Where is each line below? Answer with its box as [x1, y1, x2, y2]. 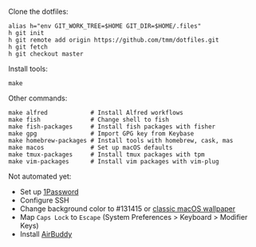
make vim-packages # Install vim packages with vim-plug [8, 158, 219, 166]
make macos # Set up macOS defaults [8, 143, 173, 151]
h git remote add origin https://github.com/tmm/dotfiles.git [8, 36, 219, 44]
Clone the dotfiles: [8, 7, 69, 16]
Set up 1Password [19, 187, 79, 196]
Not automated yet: [8, 171, 72, 181]
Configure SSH [19, 195, 69, 205]
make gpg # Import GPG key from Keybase [8, 130, 195, 138]
